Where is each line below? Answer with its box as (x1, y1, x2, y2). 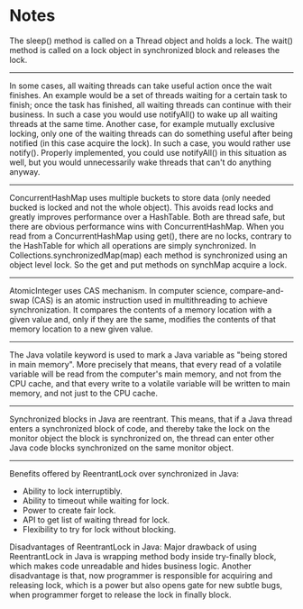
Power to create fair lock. (22, 504, 116, 515)
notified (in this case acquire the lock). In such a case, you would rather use (9, 137, 291, 149)
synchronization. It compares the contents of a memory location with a (9, 304, 272, 315)
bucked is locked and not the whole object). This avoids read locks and (9, 202, 274, 213)
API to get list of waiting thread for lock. (22, 514, 170, 525)
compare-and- (229, 285, 284, 295)
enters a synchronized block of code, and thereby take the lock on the (9, 423, 271, 433)
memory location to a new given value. (9, 323, 153, 334)
